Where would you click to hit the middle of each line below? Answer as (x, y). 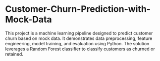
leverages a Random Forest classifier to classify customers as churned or (80, 49)
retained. (14, 54)
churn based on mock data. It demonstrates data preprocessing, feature (79, 38)
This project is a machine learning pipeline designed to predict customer (79, 33)
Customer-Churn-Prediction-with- (78, 9)
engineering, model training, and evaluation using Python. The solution (77, 43)
